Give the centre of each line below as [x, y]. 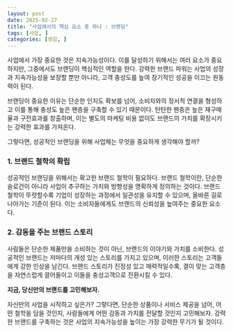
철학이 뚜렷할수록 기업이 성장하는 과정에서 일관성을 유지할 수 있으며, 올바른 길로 [115, 195]
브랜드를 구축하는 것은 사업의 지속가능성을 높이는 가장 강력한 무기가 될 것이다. [119, 322]
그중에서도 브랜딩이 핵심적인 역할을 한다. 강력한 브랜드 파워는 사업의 [119, 69]
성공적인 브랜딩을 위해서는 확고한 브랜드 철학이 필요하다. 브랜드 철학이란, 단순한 [115, 178]
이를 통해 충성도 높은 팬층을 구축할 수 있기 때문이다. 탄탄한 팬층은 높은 [109, 110]
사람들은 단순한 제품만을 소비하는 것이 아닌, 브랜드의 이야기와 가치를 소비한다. [112, 249]
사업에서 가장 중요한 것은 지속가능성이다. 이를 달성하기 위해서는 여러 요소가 [109, 60]
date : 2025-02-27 [32, 20]
